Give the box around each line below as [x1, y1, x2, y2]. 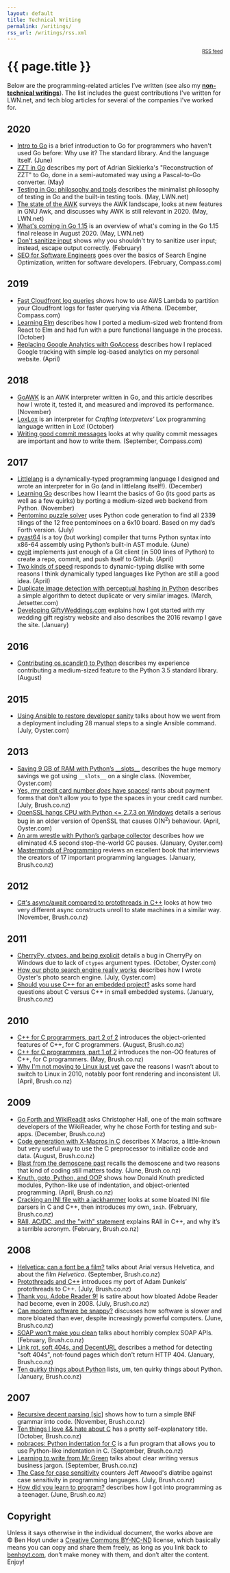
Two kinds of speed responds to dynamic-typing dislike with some [16, 563, 205, 571]
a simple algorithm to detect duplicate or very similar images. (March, [16, 591, 214, 600]
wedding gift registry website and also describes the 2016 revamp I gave [16, 613, 222, 622]
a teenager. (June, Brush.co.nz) [16, 1491, 107, 1499]
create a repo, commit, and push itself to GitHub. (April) [16, 555, 174, 563]
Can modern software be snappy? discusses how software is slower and [16, 1306, 222, 1315]
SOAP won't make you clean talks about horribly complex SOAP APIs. [16, 1328, 214, 1337]
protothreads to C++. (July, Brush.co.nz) [16, 1285, 132, 1293]
